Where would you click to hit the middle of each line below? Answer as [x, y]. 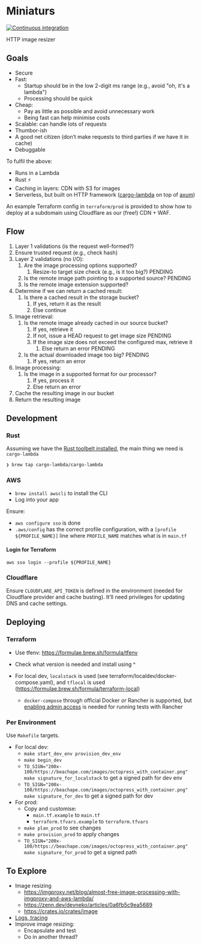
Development [32, 418]
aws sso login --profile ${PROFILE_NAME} [59, 562]
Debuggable [30, 149]
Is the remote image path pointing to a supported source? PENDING [107, 278]
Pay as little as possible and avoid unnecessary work [89, 111]
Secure [24, 73]
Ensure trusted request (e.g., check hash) [66, 252]
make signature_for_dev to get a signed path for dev [88, 796]
